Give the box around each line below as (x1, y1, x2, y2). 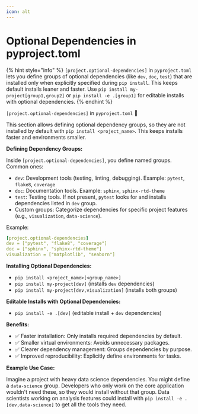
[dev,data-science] (6, 402, 55, 408)
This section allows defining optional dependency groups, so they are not (6, 121, 186, 128)
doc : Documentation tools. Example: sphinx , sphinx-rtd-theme (14, 187, 165, 194)
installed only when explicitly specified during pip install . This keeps (6, 79, 178, 86)
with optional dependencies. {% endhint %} (6, 98, 113, 105)
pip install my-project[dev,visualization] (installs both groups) (14, 286, 178, 294)
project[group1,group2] (6, 93, 65, 98)
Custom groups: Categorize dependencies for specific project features (14, 206, 188, 213)
